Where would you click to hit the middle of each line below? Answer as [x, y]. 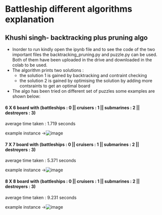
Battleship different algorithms [69, 9]
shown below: [26, 96]
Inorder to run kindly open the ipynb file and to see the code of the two [83, 49]
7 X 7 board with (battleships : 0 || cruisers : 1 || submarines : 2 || [72, 144]
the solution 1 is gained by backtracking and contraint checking [83, 75]
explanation [30, 19]
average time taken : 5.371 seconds [41, 161]
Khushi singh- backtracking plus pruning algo [76, 38]
